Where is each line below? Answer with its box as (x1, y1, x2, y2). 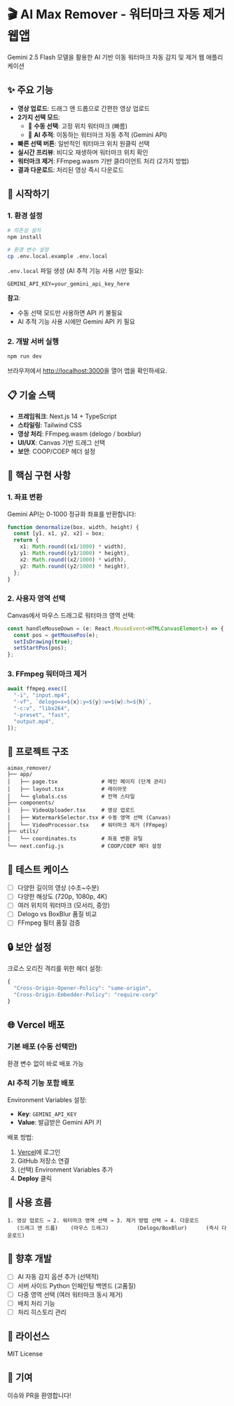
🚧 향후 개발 (7, 1253, 53, 1265)
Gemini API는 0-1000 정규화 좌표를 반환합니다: (7, 509, 137, 518)
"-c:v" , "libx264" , (13, 705, 71, 712)
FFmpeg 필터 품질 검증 (17, 918, 81, 927)
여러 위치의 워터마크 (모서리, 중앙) (17, 901, 111, 909)
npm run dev (7, 353, 42, 360)
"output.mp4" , (13, 718, 55, 725)
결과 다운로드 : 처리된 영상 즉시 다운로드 (17, 166, 124, 174)
